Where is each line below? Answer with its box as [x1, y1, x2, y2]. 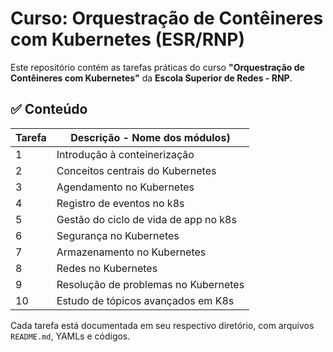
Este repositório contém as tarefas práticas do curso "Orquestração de [10, 61, 305, 73]
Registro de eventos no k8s [56, 196, 185, 210]
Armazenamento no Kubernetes [56, 245, 207, 259]
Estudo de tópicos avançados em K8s [56, 293, 235, 307]
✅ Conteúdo [10, 101, 88, 118]
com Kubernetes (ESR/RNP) [10, 28, 246, 51]
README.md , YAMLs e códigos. [10, 330, 131, 342]
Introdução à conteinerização [56, 147, 195, 161]
